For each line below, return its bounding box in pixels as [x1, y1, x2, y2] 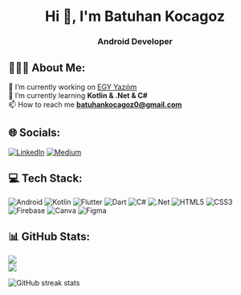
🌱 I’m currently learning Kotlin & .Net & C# [8, 90, 148, 100]
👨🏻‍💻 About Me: [8, 60, 86, 75]
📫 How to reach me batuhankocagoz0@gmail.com [8, 100, 182, 109]
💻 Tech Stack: [8, 172, 83, 186]
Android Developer [97, 36, 173, 47]
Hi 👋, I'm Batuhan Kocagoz [45, 7, 225, 26]
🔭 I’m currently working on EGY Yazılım [8, 82, 137, 92]
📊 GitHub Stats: [8, 229, 91, 244]
